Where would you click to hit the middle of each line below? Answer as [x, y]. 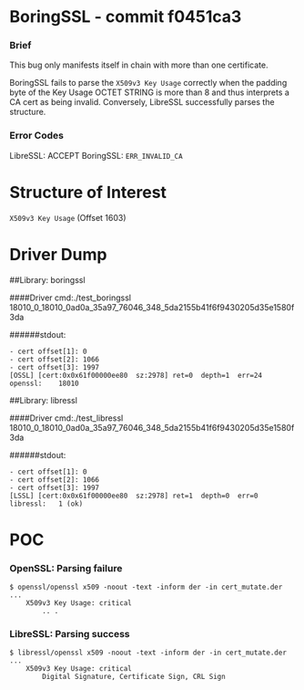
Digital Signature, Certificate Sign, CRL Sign [134, 677]
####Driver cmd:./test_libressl [66, 418]
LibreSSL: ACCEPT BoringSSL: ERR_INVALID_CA [96, 155]
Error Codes [36, 136]
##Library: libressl [43, 400]
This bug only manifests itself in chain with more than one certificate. [139, 65]
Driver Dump [58, 254]
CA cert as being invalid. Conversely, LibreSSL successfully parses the [142, 102]
